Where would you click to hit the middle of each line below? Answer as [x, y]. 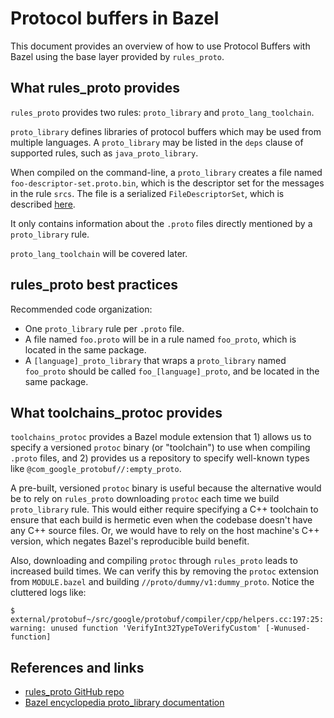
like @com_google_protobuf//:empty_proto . [96, 469]
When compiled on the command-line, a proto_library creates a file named [166, 172]
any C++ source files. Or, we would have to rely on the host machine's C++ [165, 531]
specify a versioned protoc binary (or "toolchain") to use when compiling [160, 448]
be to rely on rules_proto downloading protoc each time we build [145, 499]
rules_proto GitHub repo [74, 692]
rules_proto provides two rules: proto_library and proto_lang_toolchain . [162, 112]
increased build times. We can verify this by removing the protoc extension [165, 571]
